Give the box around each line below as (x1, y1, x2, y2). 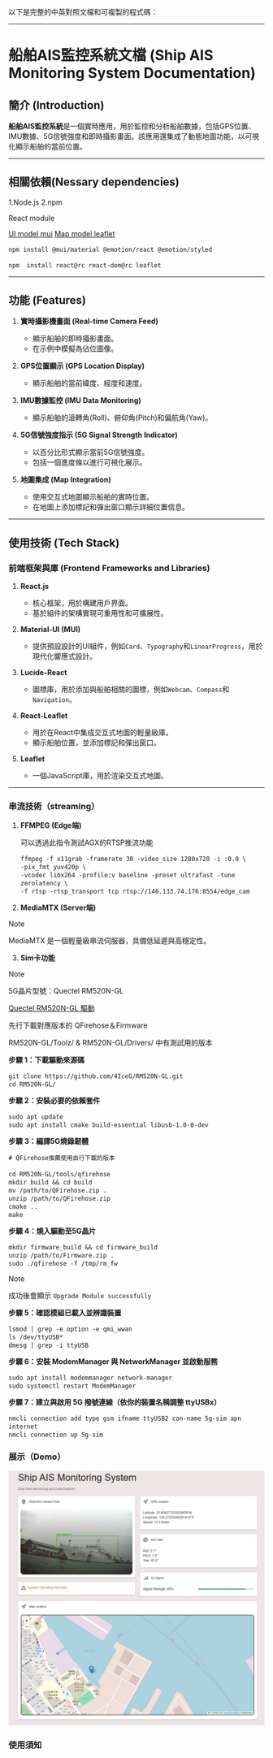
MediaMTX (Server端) (19, 903, 97, 912)
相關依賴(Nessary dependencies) (8, 175, 180, 189)
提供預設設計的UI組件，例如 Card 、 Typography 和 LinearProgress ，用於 (32, 641, 263, 652)
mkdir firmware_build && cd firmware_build (8, 1244, 158, 1252)
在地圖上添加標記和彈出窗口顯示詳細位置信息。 (32, 502, 189, 512)
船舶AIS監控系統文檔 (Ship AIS (8, 46, 214, 65)
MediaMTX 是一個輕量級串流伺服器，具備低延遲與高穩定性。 (8, 936, 211, 946)
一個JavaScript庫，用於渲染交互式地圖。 (32, 771, 168, 781)
